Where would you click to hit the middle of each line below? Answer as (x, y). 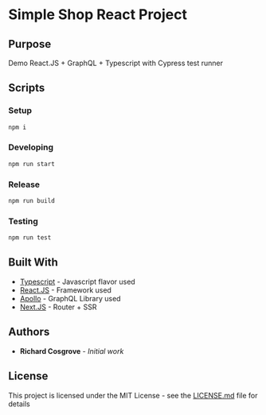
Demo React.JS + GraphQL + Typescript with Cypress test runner (116, 63)
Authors (29, 332)
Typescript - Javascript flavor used (77, 281)
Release (24, 184)
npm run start (32, 164)
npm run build (32, 201)
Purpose (30, 44)
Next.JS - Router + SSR (58, 307)
